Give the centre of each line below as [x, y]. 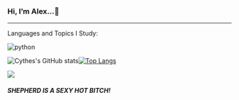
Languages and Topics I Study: [53, 33]
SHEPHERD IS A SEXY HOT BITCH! [59, 90]
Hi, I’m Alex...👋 [33, 11]
